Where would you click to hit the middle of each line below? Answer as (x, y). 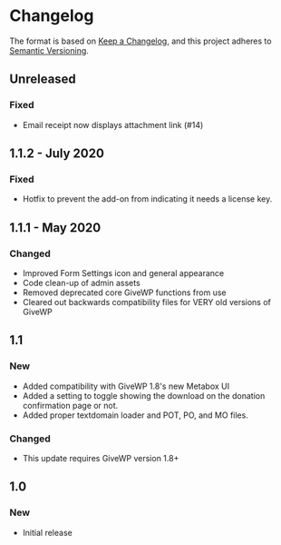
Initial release (47, 532)
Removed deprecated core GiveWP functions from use (124, 292)
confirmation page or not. (70, 405)
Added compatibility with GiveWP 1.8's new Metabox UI (126, 386)
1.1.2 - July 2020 (57, 154)
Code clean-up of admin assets (81, 283)
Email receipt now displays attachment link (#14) (113, 124)
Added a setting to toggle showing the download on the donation (144, 395)
